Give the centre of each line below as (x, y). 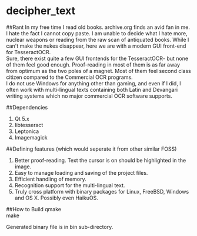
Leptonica (27, 131)
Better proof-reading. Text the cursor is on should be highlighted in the (100, 160)
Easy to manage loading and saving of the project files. (81, 172)
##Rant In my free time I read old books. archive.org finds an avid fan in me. (98, 27)
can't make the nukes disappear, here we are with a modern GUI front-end (96, 46)
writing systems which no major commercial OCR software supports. (89, 96)
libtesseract (29, 125)
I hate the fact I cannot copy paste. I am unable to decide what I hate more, (97, 33)
